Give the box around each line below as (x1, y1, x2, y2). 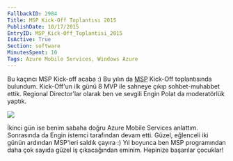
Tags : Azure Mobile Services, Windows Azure (7, 56, 138, 63)
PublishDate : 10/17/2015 (7, 23, 79, 30)
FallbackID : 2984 (7, 10, 58, 17)
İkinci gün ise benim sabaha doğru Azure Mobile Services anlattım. (7, 123, 198, 132)
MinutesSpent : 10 (7, 49, 58, 56)
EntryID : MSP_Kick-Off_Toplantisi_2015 (7, 29, 123, 37)
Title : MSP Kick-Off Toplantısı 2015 (7, 17, 117, 24)
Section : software (7, 43, 61, 49)
